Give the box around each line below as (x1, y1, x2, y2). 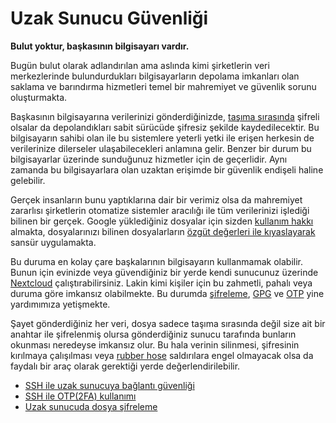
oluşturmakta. (10, 91, 68, 103)
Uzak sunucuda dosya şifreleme (24, 400, 158, 412)
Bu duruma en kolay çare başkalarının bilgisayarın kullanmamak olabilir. (10, 255, 303, 267)
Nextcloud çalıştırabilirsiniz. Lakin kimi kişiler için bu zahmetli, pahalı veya (10, 277, 313, 289)
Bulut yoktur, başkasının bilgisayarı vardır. (10, 40, 190, 52)
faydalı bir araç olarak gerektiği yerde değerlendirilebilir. (10, 360, 241, 372)
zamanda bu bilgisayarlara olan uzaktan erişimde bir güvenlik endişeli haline (10, 163, 324, 176)
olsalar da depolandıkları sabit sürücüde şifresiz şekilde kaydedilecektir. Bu (10, 121, 320, 133)
